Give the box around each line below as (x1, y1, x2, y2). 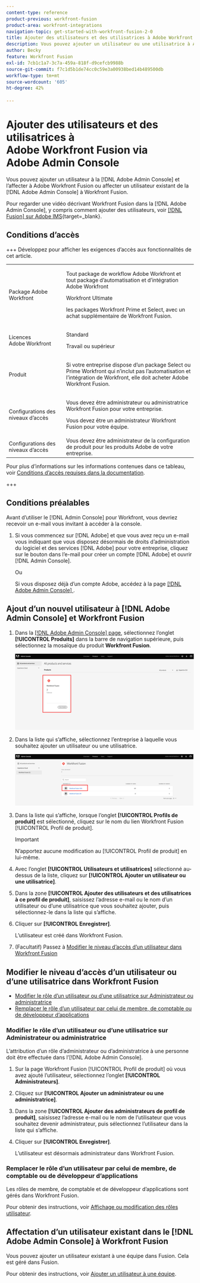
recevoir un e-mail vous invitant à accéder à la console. (6, 520, 142, 527)
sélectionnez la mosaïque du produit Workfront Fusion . (14, 642, 152, 649)
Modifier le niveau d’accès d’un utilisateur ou (6, 967, 177, 977)
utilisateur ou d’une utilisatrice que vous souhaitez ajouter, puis (14, 902, 170, 910)
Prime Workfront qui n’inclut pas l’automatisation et (66, 368, 191, 374)
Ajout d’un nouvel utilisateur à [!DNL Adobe (6, 604, 171, 614)
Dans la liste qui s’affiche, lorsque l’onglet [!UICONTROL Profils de (14, 812, 179, 819)
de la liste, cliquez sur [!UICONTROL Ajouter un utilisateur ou (33, 872, 186, 879)
